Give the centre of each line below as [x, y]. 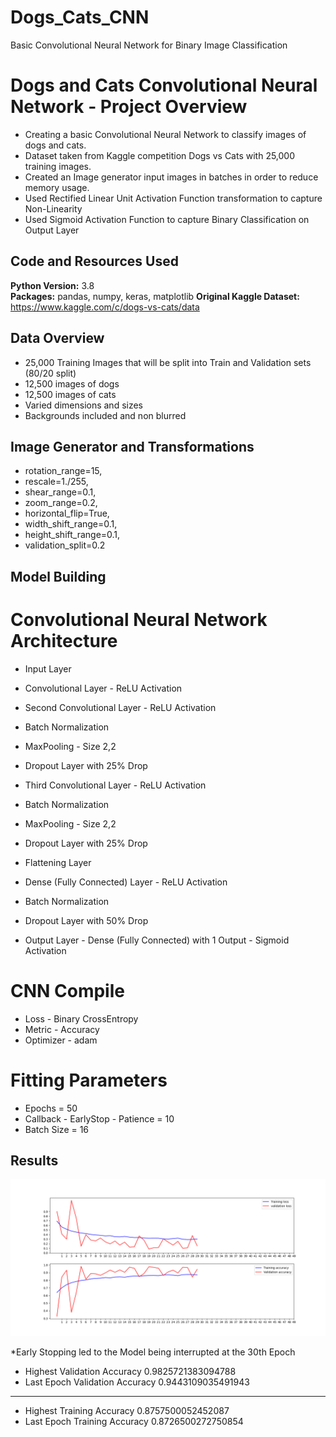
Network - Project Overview [129, 107]
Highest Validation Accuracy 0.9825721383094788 [130, 1372]
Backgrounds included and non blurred [105, 415]
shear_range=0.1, [60, 492]
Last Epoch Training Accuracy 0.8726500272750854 [134, 1422]
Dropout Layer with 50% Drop [86, 920]
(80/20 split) [50, 373]
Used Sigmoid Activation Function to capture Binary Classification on [167, 219]
